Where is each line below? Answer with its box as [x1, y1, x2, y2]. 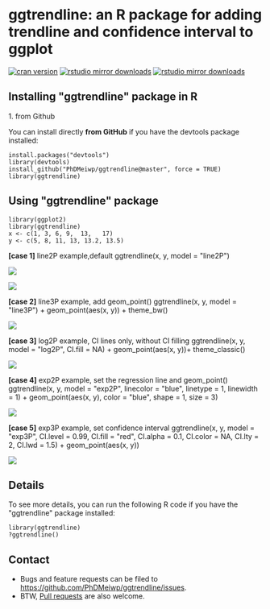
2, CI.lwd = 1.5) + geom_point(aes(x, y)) [8, 440, 139, 449]
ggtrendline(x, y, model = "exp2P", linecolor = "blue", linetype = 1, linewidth [8, 383, 258, 393]
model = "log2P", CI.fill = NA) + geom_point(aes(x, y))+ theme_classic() [8, 344, 246, 354]
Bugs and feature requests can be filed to [19, 574, 159, 584]
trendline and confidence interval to [8, 23, 254, 41]
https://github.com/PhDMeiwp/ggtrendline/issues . [19, 582, 187, 593]
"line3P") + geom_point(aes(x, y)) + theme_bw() [8, 304, 168, 315]
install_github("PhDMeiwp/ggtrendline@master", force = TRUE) [8, 165, 222, 173]
